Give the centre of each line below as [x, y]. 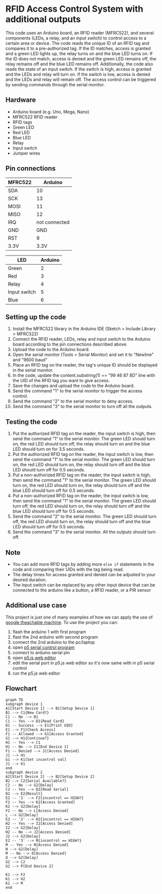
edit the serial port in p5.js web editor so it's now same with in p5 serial [83, 663]
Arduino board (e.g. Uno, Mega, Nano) [51, 112]
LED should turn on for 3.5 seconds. [49, 449]
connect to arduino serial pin [41, 652]
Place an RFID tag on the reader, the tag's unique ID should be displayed [85, 365]
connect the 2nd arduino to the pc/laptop [54, 642]
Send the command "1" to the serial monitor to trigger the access [77, 391]
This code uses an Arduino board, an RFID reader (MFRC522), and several [80, 33]
